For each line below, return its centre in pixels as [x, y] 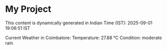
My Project [28, 9]
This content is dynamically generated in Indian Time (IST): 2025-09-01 [79, 23]
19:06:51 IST [18, 28]
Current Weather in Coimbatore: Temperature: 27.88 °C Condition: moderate [83, 38]
